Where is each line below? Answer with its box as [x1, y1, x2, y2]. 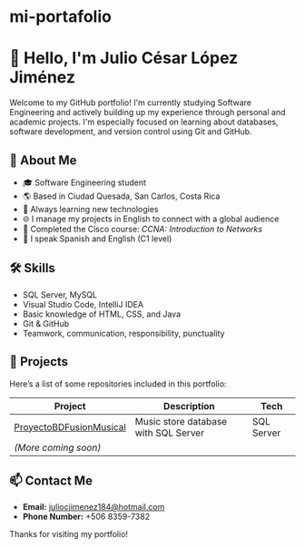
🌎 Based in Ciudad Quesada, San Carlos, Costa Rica [22, 191, 221, 201]
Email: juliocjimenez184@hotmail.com [22, 502, 165, 513]
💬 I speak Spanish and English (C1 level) [22, 233, 172, 244]
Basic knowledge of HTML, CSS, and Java [22, 308, 182, 319]
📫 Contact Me [9, 473, 93, 488]
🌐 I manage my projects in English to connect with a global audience [22, 213, 280, 224]
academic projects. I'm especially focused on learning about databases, [9, 116, 279, 128]
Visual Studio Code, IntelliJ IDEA [22, 298, 143, 309]
